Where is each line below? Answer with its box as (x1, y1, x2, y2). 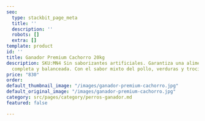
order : (6, 77, 23, 83)
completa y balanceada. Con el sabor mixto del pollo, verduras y (12, 65, 184, 72)
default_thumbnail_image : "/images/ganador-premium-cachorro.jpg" (6, 83, 179, 89)
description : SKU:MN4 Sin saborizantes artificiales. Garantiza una (6, 60, 184, 66)
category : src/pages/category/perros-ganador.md (6, 94, 132, 100)
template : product (6, 43, 53, 50)
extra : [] (12, 37, 37, 43)
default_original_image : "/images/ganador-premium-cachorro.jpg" (6, 89, 176, 95)
